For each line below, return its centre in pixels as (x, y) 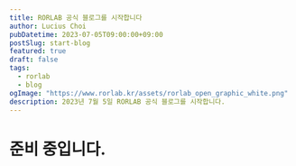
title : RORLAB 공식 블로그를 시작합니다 (76, 18)
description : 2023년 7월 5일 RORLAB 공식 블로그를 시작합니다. (117, 101)
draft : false (34, 60)
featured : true (38, 51)
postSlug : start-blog (50, 43)
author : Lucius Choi (48, 26)
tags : (19, 69)
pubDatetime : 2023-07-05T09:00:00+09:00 (87, 34)
